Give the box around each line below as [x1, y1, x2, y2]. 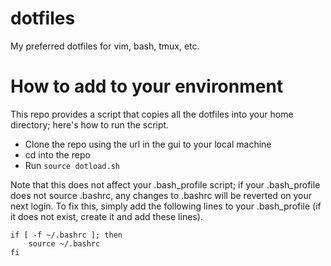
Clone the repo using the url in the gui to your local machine [24, 138, 272, 150]
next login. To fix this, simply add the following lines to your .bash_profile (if [10, 200, 322, 212]
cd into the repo [24, 148, 91, 161]
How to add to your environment [10, 75, 284, 98]
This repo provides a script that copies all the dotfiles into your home [10, 108, 294, 120]
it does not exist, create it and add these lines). [10, 210, 203, 222]
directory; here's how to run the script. [10, 118, 170, 131]
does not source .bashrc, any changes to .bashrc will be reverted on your [10, 189, 313, 201]
